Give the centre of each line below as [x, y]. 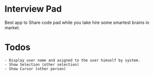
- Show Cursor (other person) [35, 69]
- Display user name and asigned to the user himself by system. [72, 60]
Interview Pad [33, 9]
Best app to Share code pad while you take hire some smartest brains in [77, 22]
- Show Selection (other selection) [42, 64]
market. [12, 27]
